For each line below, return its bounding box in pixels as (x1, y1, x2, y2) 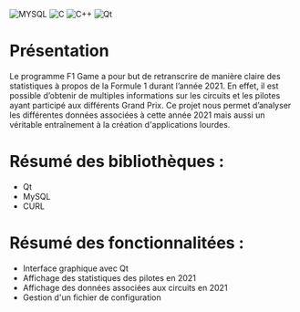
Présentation (9, 41, 109, 61)
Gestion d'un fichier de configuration (22, 292, 161, 303)
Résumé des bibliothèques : (9, 151, 225, 172)
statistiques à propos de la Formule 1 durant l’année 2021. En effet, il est (9, 80, 279, 91)
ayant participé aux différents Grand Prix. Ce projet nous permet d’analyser (9, 99, 292, 110)
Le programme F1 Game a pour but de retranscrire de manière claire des (9, 70, 281, 81)
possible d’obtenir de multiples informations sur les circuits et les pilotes (9, 89, 281, 100)
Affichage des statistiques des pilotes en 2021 (22, 272, 196, 283)
